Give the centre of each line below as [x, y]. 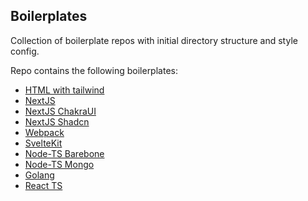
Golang [39, 175]
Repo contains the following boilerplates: [94, 70]
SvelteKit [43, 143]
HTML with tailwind [64, 90]
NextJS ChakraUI [60, 111]
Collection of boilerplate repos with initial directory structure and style [154, 40]
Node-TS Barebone [64, 153]
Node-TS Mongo [59, 164]
